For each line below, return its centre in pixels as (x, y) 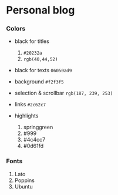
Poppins (25, 180)
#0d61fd (33, 146)
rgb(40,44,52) (41, 59)
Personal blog (41, 10)
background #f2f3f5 (39, 82)
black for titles (32, 41)
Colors (16, 29)
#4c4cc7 (34, 140)
